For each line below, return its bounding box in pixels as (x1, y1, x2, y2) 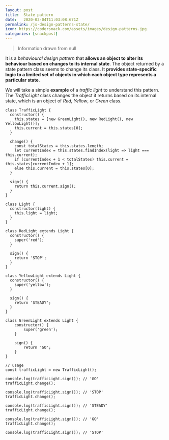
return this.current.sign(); (14, 184, 76, 189)
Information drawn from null (17, 46, 76, 51)
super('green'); (23, 327, 58, 332)
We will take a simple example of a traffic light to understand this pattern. (5, 87, 159, 93)
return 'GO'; (23, 345, 51, 350)
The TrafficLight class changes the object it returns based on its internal (5, 93, 157, 98)
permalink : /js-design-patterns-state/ (5, 21, 90, 27)
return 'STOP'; (14, 255, 47, 260)
